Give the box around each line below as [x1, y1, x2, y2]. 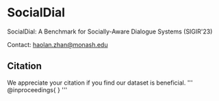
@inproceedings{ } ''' [7, 85, 68, 93]
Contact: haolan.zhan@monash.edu [7, 40, 108, 48]
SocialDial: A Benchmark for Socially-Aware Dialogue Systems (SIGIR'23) [7, 27, 213, 35]
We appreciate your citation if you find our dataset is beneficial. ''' [7, 78, 193, 87]
